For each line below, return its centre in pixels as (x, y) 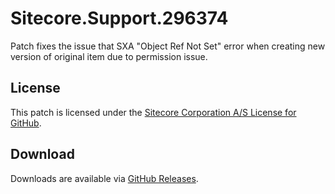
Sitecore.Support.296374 (119, 18)
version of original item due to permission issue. (109, 56)
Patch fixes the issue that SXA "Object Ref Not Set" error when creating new (168, 46)
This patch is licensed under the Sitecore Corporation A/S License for (153, 112)
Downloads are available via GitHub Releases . (104, 178)
